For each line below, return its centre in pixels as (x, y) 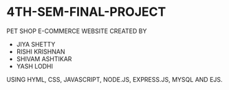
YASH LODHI (34, 66)
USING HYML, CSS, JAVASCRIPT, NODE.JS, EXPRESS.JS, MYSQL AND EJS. (115, 79)
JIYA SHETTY (36, 44)
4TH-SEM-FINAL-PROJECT (86, 12)
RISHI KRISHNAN (41, 52)
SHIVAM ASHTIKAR (44, 58)
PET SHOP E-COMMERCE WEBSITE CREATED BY (77, 31)
